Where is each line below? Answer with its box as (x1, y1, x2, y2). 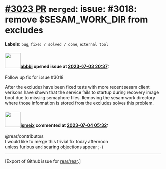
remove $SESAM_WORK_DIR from (5, 14, 148, 25)
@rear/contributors (5, 133, 44, 139)
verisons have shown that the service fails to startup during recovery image (5, 89, 159, 95)
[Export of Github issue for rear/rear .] (5, 158, 81, 164)
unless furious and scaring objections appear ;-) (5, 144, 104, 150)
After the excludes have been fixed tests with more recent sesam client (5, 84, 150, 90)
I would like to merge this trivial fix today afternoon (5, 139, 109, 145)
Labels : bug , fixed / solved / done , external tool (5, 41, 109, 47)
